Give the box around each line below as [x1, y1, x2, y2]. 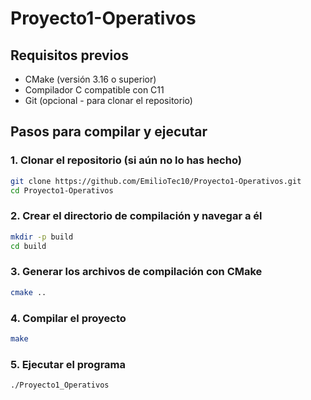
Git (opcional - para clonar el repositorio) [24, 95, 193, 106]
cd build [10, 241, 47, 251]
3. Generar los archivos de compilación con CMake [10, 265, 263, 279]
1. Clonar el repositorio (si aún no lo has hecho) [10, 153, 242, 167]
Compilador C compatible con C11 [24, 84, 165, 96]
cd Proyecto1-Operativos [10, 185, 114, 196]
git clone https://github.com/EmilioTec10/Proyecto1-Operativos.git [10, 176, 302, 186]
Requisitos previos [10, 47, 129, 64]
